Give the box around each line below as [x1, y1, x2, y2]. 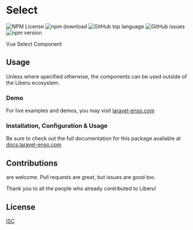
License [6, 202, 36, 212]
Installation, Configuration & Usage [6, 121, 108, 129]
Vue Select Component [6, 40, 63, 47]
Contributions [6, 158, 58, 168]
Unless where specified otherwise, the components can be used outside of [6, 73, 187, 80]
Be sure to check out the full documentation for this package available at [6, 135, 181, 142]
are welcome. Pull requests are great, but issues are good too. [6, 174, 156, 181]
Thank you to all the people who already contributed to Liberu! [6, 185, 157, 192]
